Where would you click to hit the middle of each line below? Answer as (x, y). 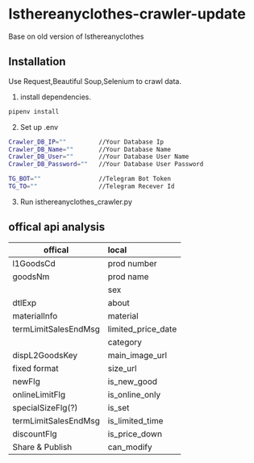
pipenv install (34, 111)
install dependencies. (55, 97)
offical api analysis (57, 227)
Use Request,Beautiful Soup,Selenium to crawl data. (95, 81)
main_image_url (137, 355)
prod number (132, 263)
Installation (37, 62)
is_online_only (134, 394)
